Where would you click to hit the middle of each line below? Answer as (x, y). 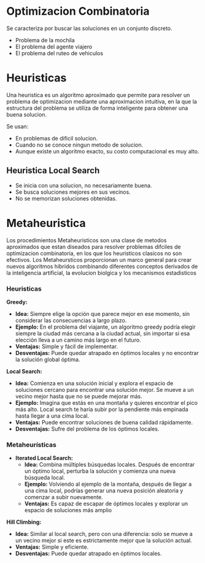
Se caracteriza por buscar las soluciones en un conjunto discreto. (89, 28)
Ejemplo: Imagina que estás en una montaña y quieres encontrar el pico (106, 402)
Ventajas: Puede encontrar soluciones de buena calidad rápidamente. (104, 422)
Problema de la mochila (45, 40)
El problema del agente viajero (54, 47)
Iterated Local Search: (44, 458)
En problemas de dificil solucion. (56, 138)
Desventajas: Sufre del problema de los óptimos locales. (87, 429)
